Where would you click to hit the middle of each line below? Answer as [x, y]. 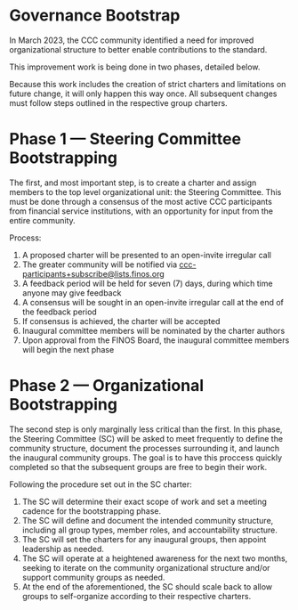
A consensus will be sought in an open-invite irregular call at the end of [153, 302]
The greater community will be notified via [100, 264]
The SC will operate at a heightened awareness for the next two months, [155, 558]
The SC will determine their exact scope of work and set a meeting [144, 501]
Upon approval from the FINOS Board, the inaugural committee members [156, 340]
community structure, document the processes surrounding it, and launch [145, 448]
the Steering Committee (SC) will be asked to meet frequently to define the [146, 438]
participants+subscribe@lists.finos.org [93, 273]
